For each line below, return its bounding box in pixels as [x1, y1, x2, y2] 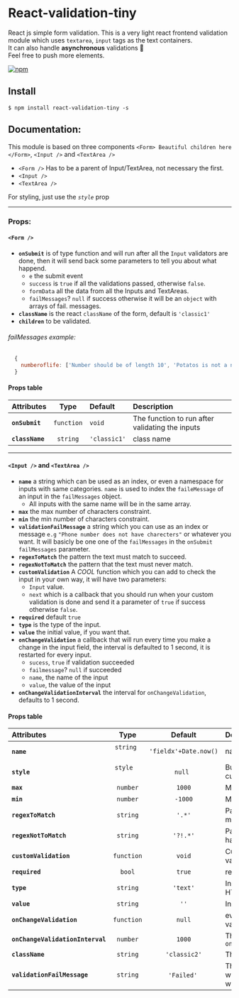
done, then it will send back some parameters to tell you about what [18, 256, 217, 265]
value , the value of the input [28, 680, 111, 689]
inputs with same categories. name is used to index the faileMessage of [18, 484, 224, 493]
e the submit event [28, 271, 84, 280]
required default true [18, 613, 81, 621]
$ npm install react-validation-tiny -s [8, 104, 130, 111]
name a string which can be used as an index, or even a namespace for [18, 477, 224, 486]
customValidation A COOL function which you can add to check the [18, 567, 216, 576]
